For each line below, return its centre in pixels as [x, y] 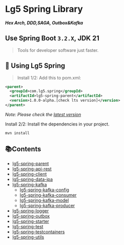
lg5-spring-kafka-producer [47, 205]
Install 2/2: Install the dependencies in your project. [57, 124]
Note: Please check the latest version [43, 114]
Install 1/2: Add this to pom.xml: [49, 78]
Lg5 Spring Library [44, 9]
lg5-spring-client [29, 174]
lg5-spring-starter [31, 221]
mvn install [17, 133]
